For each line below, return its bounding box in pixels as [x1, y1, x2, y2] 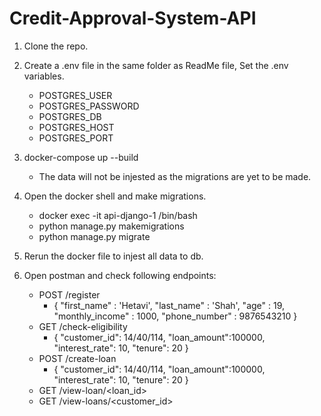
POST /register [38, 288, 101, 301]
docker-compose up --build [23, 151, 139, 163]
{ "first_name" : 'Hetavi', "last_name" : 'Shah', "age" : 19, [53, 299, 286, 311]
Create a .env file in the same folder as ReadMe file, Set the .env [23, 59, 289, 71]
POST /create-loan [38, 352, 117, 364]
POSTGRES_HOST [38, 121, 115, 133]
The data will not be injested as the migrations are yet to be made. [38, 170, 312, 182]
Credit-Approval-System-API [9, 7, 257, 30]
